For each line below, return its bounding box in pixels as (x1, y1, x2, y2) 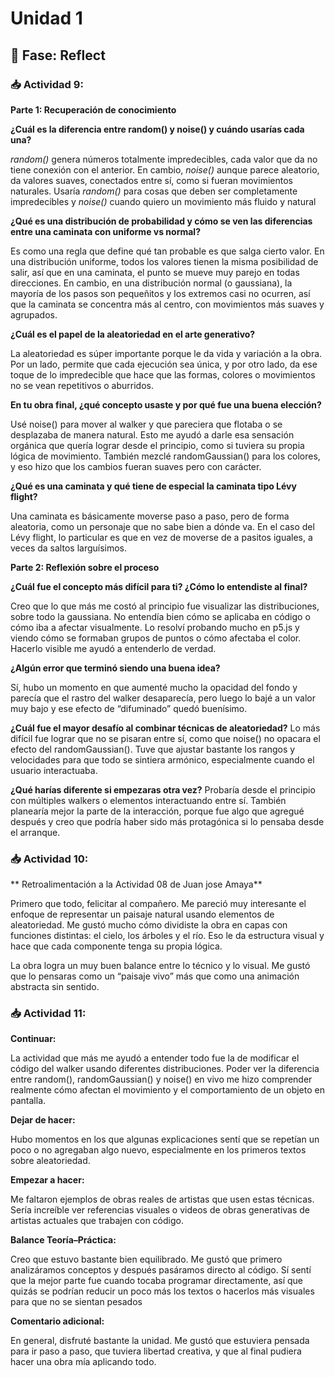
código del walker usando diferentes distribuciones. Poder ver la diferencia (10, 1063, 320, 1075)
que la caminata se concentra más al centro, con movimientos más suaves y (10, 298, 325, 310)
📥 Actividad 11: (10, 1007, 87, 1021)
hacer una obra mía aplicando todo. (10, 1356, 157, 1368)
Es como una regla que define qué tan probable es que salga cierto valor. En (10, 245, 325, 257)
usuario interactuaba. (10, 764, 98, 776)
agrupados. (10, 308, 58, 321)
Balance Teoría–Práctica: (10, 1234, 117, 1246)
